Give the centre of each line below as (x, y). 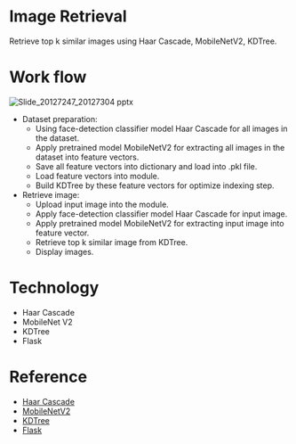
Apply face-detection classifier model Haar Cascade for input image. (161, 214)
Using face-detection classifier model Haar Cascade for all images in (161, 128)
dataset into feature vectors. (87, 157)
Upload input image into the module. (102, 204)
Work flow (48, 77)
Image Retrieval (68, 16)
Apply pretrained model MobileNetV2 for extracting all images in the (160, 147)
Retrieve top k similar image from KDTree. (112, 242)
